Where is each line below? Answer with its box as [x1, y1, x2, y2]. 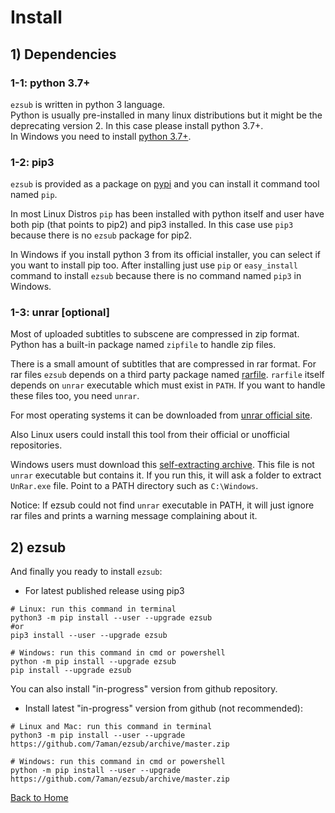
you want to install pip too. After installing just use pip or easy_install [10, 259, 299, 271]
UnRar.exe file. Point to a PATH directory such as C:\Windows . [10, 480, 259, 492]
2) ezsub [10, 539, 67, 556]
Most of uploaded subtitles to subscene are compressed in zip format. [10, 328, 300, 340]
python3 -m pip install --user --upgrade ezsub [10, 613, 213, 623]
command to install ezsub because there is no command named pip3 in [10, 270, 302, 282]
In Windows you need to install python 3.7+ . [10, 130, 192, 142]
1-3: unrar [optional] [10, 306, 110, 320]
